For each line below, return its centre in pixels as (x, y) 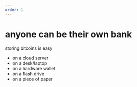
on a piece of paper (33, 79)
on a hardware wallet (34, 68)
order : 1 (14, 10)
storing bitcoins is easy (29, 48)
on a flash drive (28, 74)
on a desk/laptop (30, 63)
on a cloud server (30, 58)
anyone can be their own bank (69, 34)
